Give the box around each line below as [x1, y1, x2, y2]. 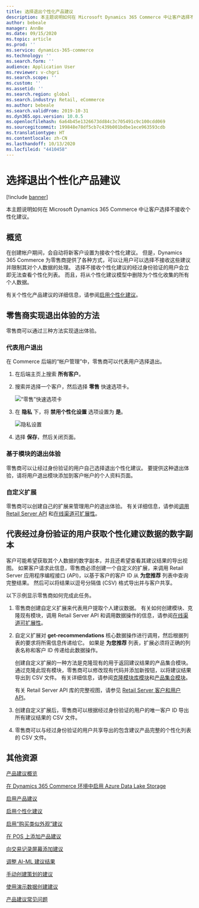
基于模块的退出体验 [6, 450, 61, 458]
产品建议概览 [6, 769, 37, 777]
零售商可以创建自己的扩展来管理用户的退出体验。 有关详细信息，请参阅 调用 [6, 502, 190, 509]
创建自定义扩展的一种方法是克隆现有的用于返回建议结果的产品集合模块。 [14, 659, 191, 666]
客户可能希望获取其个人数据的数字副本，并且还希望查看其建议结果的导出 [6, 557, 182, 564]
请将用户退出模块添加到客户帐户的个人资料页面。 [16, 471, 136, 479]
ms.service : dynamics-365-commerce [6, 47, 94, 53]
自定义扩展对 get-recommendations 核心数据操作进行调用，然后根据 [14, 631, 184, 639]
